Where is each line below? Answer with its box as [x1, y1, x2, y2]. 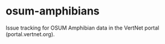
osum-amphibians [5, 4, 100, 18]
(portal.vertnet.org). [5, 30, 55, 37]
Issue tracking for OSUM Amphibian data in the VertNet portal [5, 24, 160, 31]
